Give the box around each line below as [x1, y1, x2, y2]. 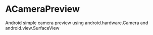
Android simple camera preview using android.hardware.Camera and [5, 20, 148, 26]
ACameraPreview [5, 3, 80, 15]
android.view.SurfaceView [5, 25, 60, 31]
